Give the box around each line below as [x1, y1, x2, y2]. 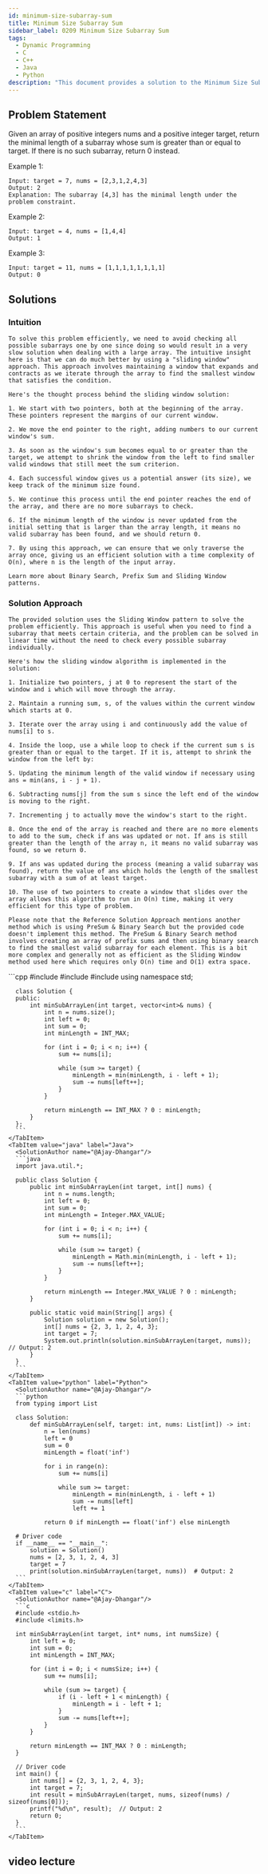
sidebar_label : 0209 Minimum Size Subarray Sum [8, 26, 170, 34]
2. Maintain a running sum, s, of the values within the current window [8, 699, 255, 707]
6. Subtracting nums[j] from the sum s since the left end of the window [8, 790, 259, 798]
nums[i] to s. [8, 727, 56, 735]
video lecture [8, 1854, 76, 1868]
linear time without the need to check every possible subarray [8, 636, 227, 645]
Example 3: [8, 248, 45, 258]
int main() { [15, 1770, 59, 1778]
